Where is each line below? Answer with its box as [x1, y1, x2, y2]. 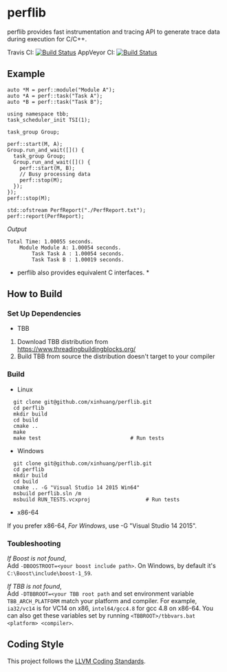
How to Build [7, 288, 63, 300]
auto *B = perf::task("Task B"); [7, 98, 103, 105]
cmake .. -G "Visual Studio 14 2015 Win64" [13, 484, 140, 491]
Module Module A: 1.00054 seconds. [19, 244, 122, 251]
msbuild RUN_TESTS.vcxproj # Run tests [13, 496, 180, 503]
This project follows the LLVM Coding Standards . [7, 657, 146, 665]
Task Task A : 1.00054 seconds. [32, 250, 125, 257]
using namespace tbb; [7, 110, 69, 118]
